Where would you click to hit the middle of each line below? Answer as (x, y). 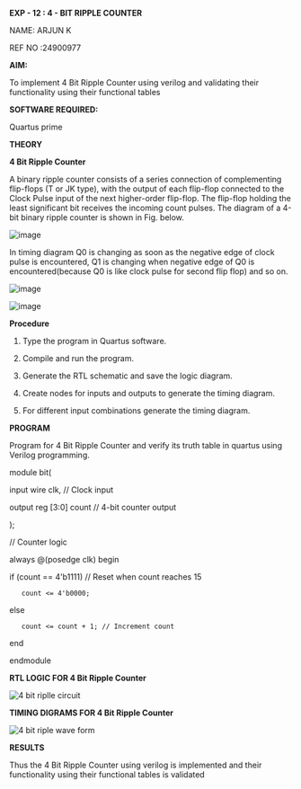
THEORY (26, 144)
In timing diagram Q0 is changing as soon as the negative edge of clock (142, 252)
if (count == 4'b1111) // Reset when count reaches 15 (106, 577)
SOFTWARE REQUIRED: (54, 110)
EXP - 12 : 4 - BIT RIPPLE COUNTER (75, 13)
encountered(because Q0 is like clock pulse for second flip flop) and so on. (149, 271)
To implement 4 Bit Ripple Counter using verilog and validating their (134, 83)
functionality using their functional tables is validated (107, 775)
